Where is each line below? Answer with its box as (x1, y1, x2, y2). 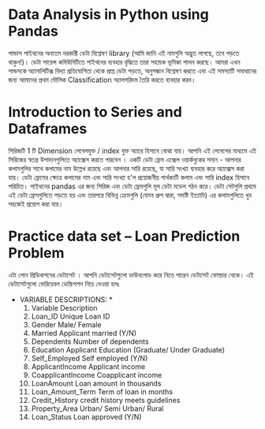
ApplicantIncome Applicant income (31, 361, 146, 371)
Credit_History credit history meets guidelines (31, 395, 181, 405)
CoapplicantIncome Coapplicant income (31, 370, 162, 379)
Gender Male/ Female (31, 319, 103, 329)
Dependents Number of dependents (31, 337, 149, 346)
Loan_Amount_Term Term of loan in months (31, 386, 174, 396)
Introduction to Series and (8, 103, 183, 121)
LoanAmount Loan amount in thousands (31, 379, 162, 388)
